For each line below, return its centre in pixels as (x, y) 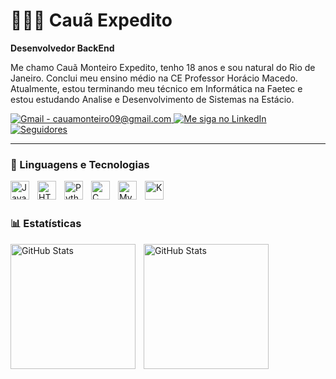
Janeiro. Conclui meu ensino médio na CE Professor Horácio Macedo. (154, 78)
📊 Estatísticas (46, 224)
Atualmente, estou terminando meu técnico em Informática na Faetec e (156, 88)
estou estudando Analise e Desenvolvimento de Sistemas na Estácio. (152, 99)
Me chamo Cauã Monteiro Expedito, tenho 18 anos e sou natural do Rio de (163, 67)
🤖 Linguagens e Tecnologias (80, 164)
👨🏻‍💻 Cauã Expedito (91, 20)
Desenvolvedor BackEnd (62, 48)
